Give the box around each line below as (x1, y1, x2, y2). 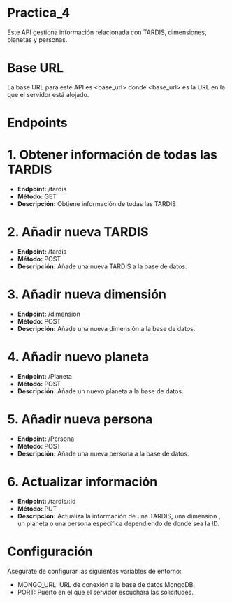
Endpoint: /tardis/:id (17, 497, 76, 505)
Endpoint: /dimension (17, 310, 80, 318)
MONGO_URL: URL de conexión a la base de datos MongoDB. (17, 580, 196, 588)
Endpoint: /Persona (17, 435, 75, 443)
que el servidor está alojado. (7, 90, 89, 99)
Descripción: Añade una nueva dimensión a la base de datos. (17, 324, 196, 333)
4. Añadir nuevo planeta (7, 349, 150, 365)
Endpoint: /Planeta (17, 372, 72, 380)
